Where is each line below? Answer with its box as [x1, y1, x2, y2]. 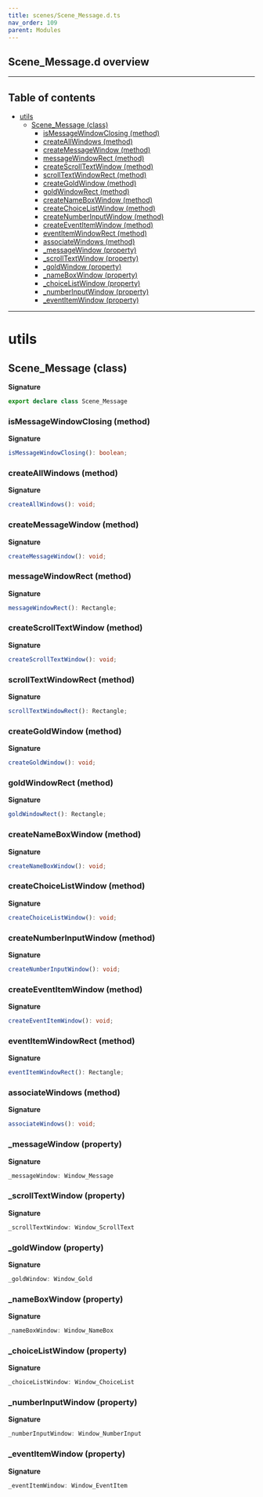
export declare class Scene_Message [8, 397, 128, 405]
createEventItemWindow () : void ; [8, 1017, 113, 1025]
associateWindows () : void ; [8, 1120, 96, 1128]
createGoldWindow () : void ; [8, 759, 96, 767]
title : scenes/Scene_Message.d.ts [8, 11, 121, 20]
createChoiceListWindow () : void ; [8, 913, 117, 921]
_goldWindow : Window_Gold [8, 1275, 92, 1283]
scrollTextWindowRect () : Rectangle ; [8, 708, 128, 716]
